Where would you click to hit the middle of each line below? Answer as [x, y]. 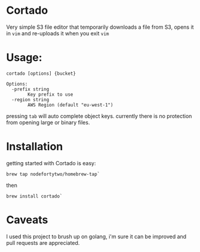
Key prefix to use [50, 94]
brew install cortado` [34, 196]
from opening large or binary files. [48, 122]
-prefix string [30, 89]
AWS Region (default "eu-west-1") [70, 105]
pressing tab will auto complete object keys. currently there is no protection [99, 116]
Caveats [27, 220]
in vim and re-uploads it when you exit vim [58, 33]
